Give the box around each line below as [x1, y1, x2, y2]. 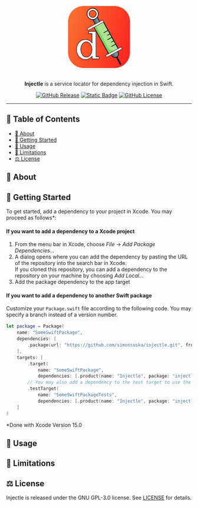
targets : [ [16, 354, 44, 361]
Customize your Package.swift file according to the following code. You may [6, 305, 192, 312]
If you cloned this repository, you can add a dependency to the [14, 266, 167, 273]
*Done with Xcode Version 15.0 [6, 421, 82, 429]
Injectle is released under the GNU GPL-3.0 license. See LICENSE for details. [6, 494, 192, 501]
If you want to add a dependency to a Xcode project [6, 227, 135, 235]
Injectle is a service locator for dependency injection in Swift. [24, 80, 174, 87]
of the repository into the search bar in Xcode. [14, 260, 127, 267]
